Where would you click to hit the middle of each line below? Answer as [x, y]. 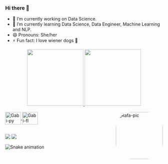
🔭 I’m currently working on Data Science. [54, 19]
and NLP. [22, 30]
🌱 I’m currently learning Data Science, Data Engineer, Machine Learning [86, 24]
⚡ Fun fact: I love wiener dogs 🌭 [45, 41]
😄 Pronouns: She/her [35, 35]
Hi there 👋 [17, 8]
